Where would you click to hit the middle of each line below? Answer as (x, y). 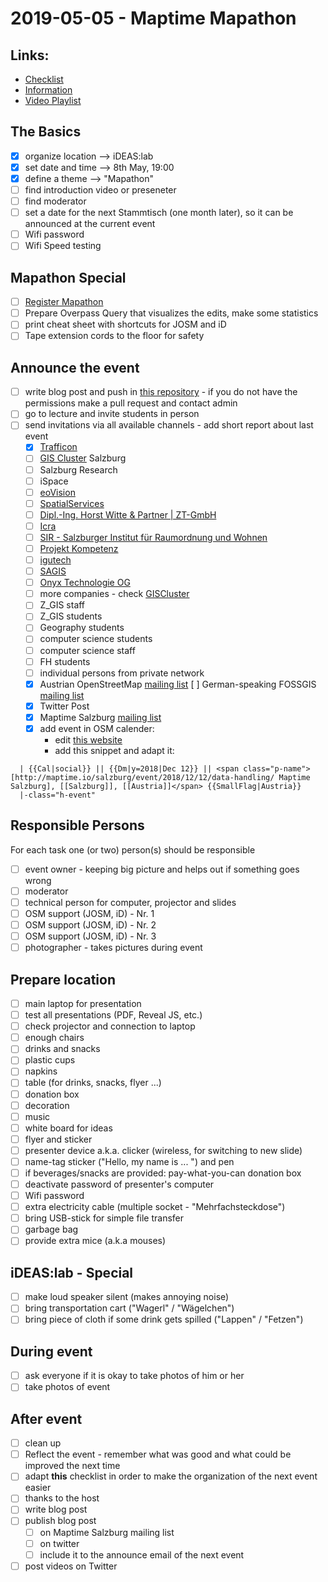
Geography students (82, 628)
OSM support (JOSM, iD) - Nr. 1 (89, 913)
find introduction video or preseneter (100, 190)
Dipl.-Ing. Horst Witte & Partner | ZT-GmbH (128, 514)
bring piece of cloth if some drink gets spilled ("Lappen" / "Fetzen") (164, 1319)
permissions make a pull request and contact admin (131, 403)
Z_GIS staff (62, 605)
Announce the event (75, 367)
